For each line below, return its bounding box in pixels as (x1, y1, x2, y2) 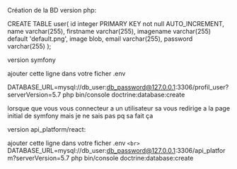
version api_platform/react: (7, 125, 86, 133)
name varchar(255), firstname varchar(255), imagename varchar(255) (7, 27, 211, 35)
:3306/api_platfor (175, 146, 226, 154)
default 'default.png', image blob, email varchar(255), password (7, 35, 193, 43)
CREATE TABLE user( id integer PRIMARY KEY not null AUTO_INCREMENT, (7, 20, 225, 27)
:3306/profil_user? (175, 83, 229, 91)
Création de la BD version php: (7, 6, 97, 14)
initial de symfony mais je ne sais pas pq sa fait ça (7, 112, 154, 120)
